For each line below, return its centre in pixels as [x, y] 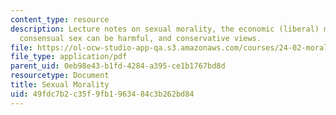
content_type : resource [60, 19]
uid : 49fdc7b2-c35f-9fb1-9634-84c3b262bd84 [102, 94]
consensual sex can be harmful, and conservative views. [140, 38]
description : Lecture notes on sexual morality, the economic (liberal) [165, 29]
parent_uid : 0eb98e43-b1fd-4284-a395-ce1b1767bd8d [118, 66]
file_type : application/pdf [69, 57]
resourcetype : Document [60, 76]
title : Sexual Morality [60, 85]
